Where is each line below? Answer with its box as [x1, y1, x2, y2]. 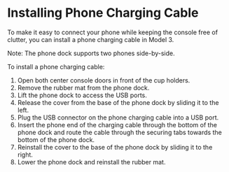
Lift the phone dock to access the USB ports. [17, 91, 147, 99]
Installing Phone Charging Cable [7, 5, 199, 21]
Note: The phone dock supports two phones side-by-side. [7, 49, 175, 57]
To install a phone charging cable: [7, 62, 105, 71]
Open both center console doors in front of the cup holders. [17, 76, 190, 85]
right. [17, 150, 34, 159]
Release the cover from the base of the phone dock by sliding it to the [17, 98, 219, 106]
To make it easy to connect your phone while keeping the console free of [7, 28, 218, 36]
